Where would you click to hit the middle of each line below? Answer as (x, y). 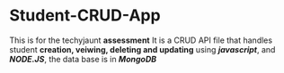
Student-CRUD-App (85, 16)
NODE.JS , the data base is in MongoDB (83, 59)
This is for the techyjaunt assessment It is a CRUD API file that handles (141, 40)
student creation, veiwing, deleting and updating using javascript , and (142, 49)
